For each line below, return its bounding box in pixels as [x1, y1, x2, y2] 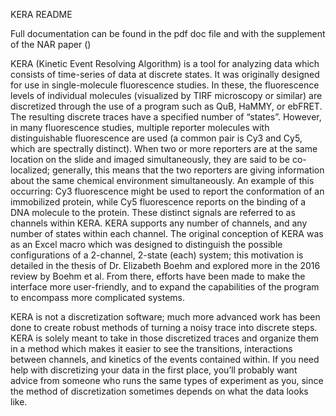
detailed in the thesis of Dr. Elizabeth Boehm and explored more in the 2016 [10, 260, 321, 271]
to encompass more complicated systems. [10, 292, 186, 303]
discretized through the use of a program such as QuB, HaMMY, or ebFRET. [10, 100, 323, 112]
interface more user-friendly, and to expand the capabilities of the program [10, 281, 320, 293]
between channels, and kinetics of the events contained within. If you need [10, 354, 320, 365]
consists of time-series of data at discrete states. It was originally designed [10, 69, 320, 80]
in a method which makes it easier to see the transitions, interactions [10, 343, 293, 354]
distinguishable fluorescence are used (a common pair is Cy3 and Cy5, [10, 132, 303, 144]
